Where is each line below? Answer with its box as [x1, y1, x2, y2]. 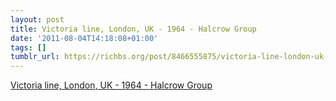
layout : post [10, 14, 65, 25]
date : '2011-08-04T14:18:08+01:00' [10, 33, 159, 43]
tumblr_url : [10, 52, 60, 62]
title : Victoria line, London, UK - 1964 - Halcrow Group [10, 24, 257, 34]
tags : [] [10, 42, 47, 53]
